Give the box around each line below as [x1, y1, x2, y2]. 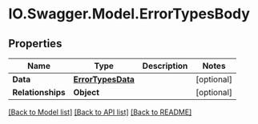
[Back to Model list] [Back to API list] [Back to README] [8, 107, 192, 117]
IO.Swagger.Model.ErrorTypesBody [8, 5, 251, 23]
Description [142, 61, 188, 71]
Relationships [12, 87, 66, 98]
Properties [8, 37, 62, 50]
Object [73, 87, 100, 98]
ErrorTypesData [73, 74, 135, 85]
